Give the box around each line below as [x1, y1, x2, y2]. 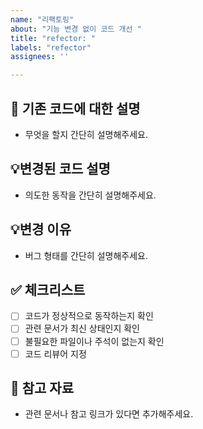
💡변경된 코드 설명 [10, 161, 111, 178]
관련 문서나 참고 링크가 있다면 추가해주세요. [24, 408, 194, 420]
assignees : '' [10, 52, 70, 62]
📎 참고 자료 [10, 380, 75, 397]
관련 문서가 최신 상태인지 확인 [24, 322, 140, 335]
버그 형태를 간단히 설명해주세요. [24, 249, 148, 261]
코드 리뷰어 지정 [24, 347, 87, 360]
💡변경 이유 [10, 221, 72, 238]
